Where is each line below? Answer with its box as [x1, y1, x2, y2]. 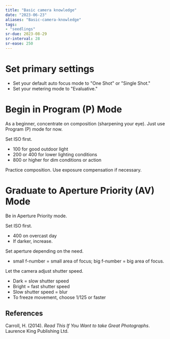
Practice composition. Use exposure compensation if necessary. [5, 166, 142, 173]
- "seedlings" [5, 27, 36, 32]
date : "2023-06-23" [5, 12, 47, 17]
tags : [5, 22, 17, 27]
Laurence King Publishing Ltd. [5, 328, 69, 334]
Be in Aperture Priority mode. [5, 213, 67, 219]
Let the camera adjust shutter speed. [5, 268, 84, 274]
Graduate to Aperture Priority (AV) [5, 184, 155, 196]
